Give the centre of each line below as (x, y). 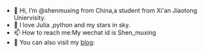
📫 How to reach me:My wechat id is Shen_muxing (85, 33)
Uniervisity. (29, 18)
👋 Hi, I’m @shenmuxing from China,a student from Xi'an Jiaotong (105, 11)
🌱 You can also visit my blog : (54, 42)
